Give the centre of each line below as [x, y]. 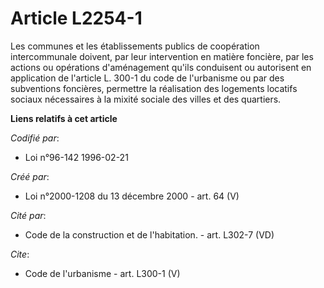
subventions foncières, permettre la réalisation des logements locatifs [154, 88]
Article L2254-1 [76, 18]
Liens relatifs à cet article [64, 118]
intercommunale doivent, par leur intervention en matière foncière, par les [162, 56]
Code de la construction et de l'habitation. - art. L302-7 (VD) [149, 234]
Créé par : [30, 176]
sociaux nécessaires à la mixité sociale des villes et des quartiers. [146, 99]
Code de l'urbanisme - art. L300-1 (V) [102, 273]
